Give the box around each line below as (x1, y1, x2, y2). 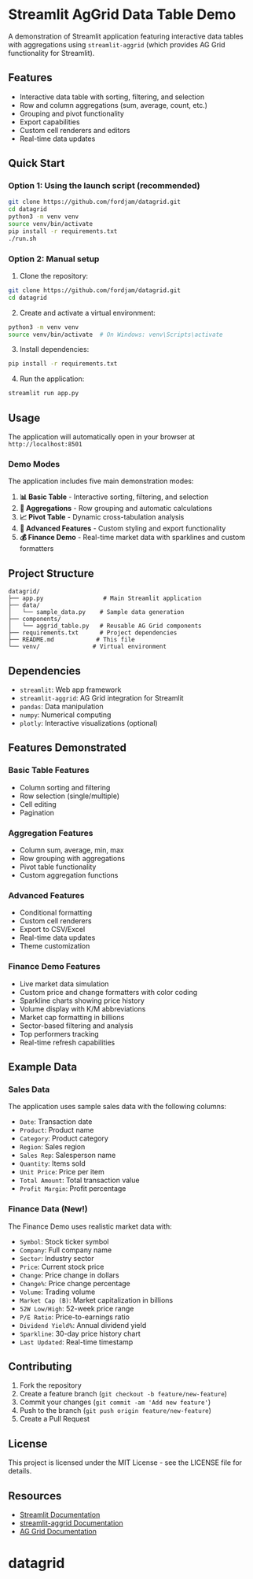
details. (8, 1466, 32, 1476)
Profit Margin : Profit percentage (19, 1184, 126, 1193)
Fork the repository (19, 1381, 82, 1390)
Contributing (8, 1359, 72, 1373)
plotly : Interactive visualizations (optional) (19, 718, 159, 727)
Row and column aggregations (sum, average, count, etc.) (19, 100, 208, 109)
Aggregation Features (8, 827, 93, 838)
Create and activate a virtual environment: (19, 308, 156, 317)
